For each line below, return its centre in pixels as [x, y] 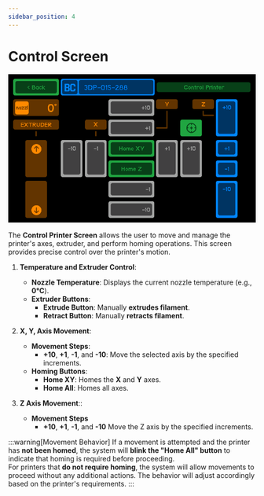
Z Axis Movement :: [51, 403]
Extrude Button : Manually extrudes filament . [116, 307]
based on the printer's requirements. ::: [71, 483]
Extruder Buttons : [61, 299]
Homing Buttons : [59, 371]
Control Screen [58, 56]
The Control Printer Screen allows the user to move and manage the [119, 235]
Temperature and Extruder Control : [78, 266]
